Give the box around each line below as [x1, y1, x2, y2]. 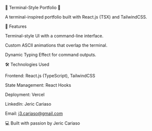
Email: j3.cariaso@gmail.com [5, 111, 63, 116]
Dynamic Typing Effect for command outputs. [5, 52, 96, 57]
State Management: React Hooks [5, 82, 72, 88]
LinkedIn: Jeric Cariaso [5, 101, 52, 107]
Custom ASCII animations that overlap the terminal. [5, 42, 108, 48]
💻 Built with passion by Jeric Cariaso [5, 120, 80, 126]
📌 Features [5, 23, 27, 29]
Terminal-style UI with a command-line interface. [5, 33, 104, 38]
